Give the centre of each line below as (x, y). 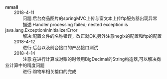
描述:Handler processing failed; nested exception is (75, 25)
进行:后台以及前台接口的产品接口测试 (61, 47)
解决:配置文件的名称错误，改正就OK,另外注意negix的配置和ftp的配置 (92, 36)
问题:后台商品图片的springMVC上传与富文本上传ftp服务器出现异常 (90, 18)
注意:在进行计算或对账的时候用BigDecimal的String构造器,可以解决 (90, 59)
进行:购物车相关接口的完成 (50, 71)
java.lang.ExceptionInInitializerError (41, 30)
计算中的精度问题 (27, 65)
